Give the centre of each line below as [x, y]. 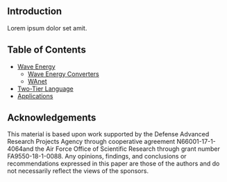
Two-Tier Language [45, 89]
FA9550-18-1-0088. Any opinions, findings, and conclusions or [97, 156]
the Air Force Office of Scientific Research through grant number [128, 149]
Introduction [35, 11]
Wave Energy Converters [63, 74]
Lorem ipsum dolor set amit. [47, 28]
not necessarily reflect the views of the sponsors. [78, 171]
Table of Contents [47, 50]
